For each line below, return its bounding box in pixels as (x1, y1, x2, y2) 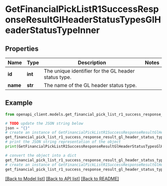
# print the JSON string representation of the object (5, 139, 121, 145)
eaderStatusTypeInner (5, 25, 100, 36)
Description (78, 59, 106, 66)
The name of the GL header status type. (44, 82, 137, 89)
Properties (5, 44, 39, 53)
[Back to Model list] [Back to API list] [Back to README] (5, 176, 119, 182)
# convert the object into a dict (5, 153, 77, 158)
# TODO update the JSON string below (5, 121, 83, 126)
